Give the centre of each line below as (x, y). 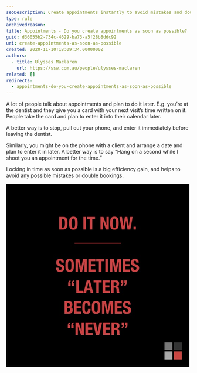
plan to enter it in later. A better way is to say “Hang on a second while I (92, 152)
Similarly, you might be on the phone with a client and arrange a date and (94, 145)
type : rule (19, 18)
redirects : (19, 80)
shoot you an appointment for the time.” (54, 158)
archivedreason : (26, 25)
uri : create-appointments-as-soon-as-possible (64, 43)
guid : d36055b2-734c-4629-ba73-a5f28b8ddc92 (61, 37)
